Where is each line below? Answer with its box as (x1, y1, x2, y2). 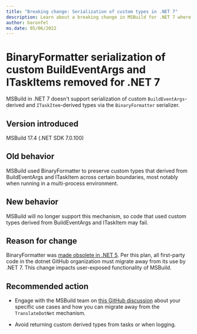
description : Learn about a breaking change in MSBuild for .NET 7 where (6, 14, 192, 20)
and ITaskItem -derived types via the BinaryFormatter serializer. (25, 102, 180, 109)
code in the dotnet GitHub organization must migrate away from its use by (6, 258, 186, 265)
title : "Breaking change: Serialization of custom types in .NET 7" (6, 8, 178, 15)
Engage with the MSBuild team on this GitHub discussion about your (14, 297, 181, 304)
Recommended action (6, 281, 89, 291)
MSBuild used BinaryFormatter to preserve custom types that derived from (6, 167, 188, 174)
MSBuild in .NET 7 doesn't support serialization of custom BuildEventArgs (6, 95, 185, 102)
